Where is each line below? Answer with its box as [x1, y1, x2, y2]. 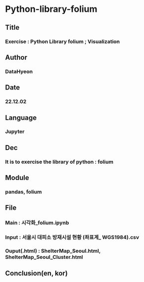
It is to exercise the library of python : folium [5, 158, 114, 165]
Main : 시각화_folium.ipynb [5, 219, 69, 226]
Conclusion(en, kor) [5, 269, 68, 278]
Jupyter [5, 128, 25, 135]
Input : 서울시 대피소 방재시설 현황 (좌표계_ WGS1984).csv [5, 234, 140, 241]
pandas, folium [5, 188, 42, 195]
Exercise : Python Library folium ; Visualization [5, 38, 120, 45]
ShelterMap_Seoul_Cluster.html [5, 254, 83, 261]
